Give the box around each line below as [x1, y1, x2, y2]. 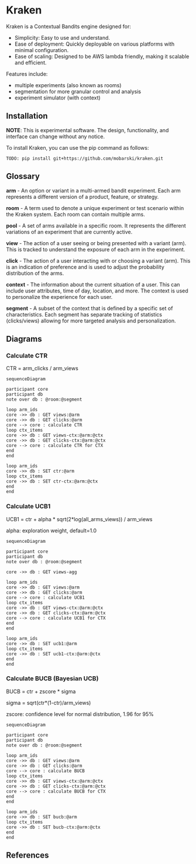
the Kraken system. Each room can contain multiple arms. [6, 211, 145, 218]
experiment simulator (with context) [14, 94, 101, 101]
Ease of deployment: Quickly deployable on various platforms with [14, 40, 174, 47]
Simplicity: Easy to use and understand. [14, 34, 110, 41]
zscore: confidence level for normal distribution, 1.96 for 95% [6, 710, 154, 717]
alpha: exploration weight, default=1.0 [6, 527, 97, 534]
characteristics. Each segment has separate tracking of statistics [6, 311, 163, 318]
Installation [6, 111, 48, 121]
